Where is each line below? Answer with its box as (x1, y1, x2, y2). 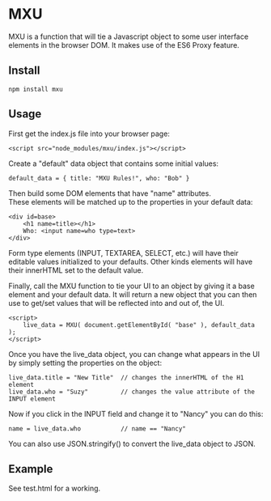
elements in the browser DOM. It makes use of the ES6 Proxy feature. (8, 40, 240, 49)
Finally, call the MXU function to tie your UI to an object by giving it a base (8, 281, 255, 291)
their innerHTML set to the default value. (8, 265, 144, 275)
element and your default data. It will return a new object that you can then (8, 289, 257, 299)
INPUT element (8, 394, 57, 403)
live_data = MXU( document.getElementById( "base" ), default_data (23, 321, 255, 329)
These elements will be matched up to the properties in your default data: (8, 197, 253, 206)
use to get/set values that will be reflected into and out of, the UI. (8, 298, 225, 308)
